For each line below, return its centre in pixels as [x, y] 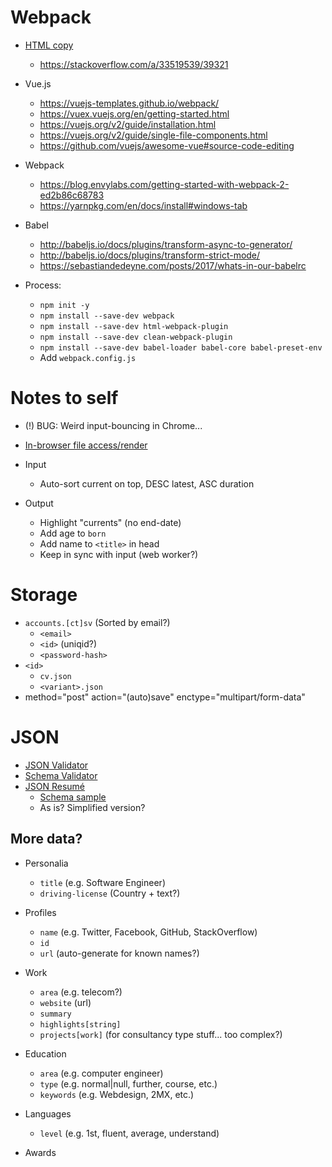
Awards [40, 1152]
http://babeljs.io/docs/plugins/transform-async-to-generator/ [166, 244]
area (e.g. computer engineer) [101, 1073]
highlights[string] [80, 1024]
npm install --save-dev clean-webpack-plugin [136, 337]
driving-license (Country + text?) [110, 893]
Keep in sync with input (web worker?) [119, 554]
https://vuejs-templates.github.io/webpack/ [129, 103]
